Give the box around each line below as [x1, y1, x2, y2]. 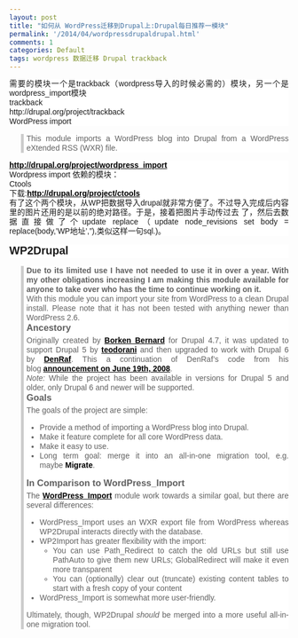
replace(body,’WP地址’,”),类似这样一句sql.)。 [9, 226, 167, 236]
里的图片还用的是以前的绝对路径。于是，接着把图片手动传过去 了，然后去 [9, 208, 281, 217]
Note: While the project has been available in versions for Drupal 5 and [26, 374, 289, 382]
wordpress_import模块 [9, 88, 87, 98]
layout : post [9, 12, 58, 22]
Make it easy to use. [39, 441, 109, 451]
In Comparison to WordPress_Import [26, 477, 185, 488]
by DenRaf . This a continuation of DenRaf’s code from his [26, 354, 289, 364]
